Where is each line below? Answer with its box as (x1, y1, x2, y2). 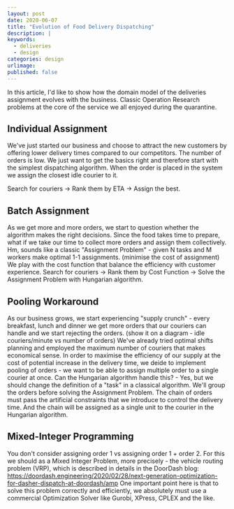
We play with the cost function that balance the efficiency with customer (7, 260, 216, 269)
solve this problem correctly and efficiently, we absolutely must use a (7, 486, 207, 494)
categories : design (7, 56, 64, 63)
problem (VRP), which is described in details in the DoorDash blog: (7, 464, 199, 472)
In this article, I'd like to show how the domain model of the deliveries (7, 88, 207, 96)
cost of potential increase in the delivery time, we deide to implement (7, 358, 206, 367)
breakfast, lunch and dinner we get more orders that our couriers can (7, 321, 207, 330)
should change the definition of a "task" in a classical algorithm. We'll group (7, 381, 226, 389)
